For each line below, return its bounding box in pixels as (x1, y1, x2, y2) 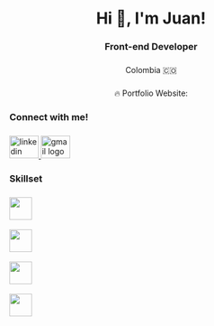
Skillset (9, 172, 43, 184)
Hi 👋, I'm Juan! (95, 8, 207, 29)
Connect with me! (9, 110, 89, 123)
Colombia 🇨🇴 (125, 65, 177, 76)
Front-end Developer (104, 41, 198, 53)
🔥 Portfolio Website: (113, 88, 189, 98)
